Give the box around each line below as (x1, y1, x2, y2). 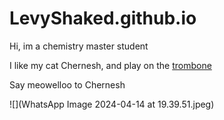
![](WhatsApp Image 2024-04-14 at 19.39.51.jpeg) (9, 98, 215, 110)
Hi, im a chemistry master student (9, 40, 149, 52)
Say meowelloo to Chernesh (9, 78, 126, 91)
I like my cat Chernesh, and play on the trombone (9, 59, 212, 71)
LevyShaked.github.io (9, 7, 197, 30)
